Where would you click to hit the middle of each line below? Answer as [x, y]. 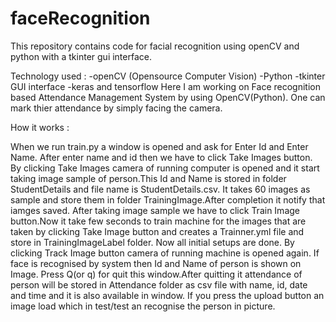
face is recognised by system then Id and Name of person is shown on [156, 263]
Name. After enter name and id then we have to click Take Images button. [161, 157]
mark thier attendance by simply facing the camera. [116, 108]
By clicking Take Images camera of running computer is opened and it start [165, 168]
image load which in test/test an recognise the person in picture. [143, 306]
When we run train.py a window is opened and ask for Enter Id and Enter [159, 146]
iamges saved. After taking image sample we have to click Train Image [155, 210]
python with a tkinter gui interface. [81, 56]
